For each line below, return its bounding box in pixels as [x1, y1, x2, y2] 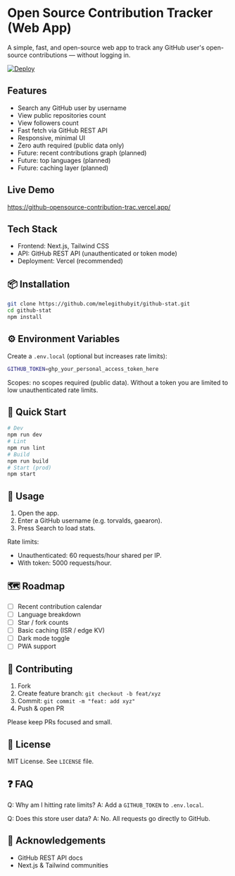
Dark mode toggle [17, 634, 70, 643]
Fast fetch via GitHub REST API [17, 126, 108, 135]
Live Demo [7, 184, 55, 196]
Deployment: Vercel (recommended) [17, 257, 123, 265]
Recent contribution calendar [17, 602, 102, 611]
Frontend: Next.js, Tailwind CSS [17, 242, 109, 250]
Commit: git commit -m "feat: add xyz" [17, 697, 136, 705]
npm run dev [7, 432, 42, 439]
